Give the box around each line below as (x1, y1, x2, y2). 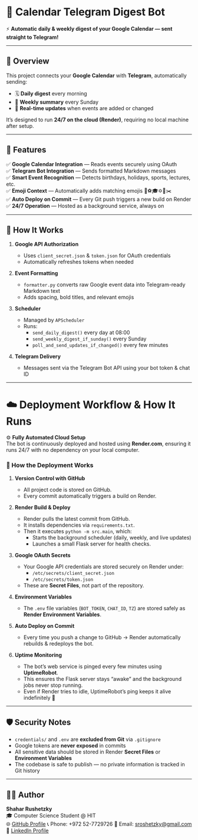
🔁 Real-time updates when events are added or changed (14, 104, 154, 111)
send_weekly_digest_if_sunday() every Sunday (32, 335, 147, 342)
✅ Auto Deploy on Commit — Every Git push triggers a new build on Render (6, 196, 192, 203)
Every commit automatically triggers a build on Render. (23, 492, 157, 500)
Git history (14, 767, 40, 774)
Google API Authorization (14, 241, 79, 248)
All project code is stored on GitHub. (23, 486, 112, 493)
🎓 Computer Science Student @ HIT (6, 812, 96, 819)
